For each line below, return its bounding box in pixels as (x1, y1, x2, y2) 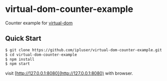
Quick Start (5, 34, 41, 43)
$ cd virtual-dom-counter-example (5, 52, 77, 57)
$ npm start (5, 61, 30, 67)
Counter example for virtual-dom (5, 20, 73, 26)
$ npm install (5, 57, 35, 62)
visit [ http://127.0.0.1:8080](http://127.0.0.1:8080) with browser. (5, 71, 133, 77)
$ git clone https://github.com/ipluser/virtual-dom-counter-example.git (5, 47, 162, 53)
